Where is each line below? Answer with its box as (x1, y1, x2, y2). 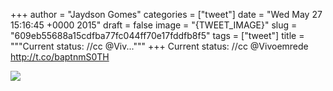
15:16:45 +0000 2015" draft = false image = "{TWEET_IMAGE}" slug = (10, 19, 298, 31)
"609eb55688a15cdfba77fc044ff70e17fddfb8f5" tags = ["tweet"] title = (10, 30, 305, 41)
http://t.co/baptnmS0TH (10, 51, 110, 63)
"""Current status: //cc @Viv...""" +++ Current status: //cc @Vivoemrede (10, 40, 309, 52)
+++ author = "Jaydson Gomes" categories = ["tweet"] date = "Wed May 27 (10, 9, 323, 20)
